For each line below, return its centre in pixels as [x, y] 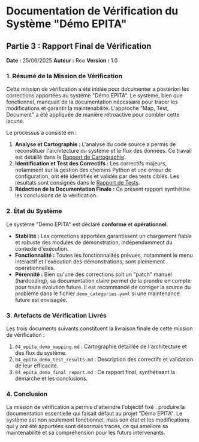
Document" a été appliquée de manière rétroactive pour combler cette [93, 115]
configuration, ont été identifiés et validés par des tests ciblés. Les [97, 176]
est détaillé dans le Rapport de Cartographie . [70, 157]
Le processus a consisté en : [42, 133]
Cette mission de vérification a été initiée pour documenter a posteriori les [98, 89]
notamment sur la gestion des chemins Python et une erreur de [93, 170]
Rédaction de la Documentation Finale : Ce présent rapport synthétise [102, 189]
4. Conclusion [27, 394]
